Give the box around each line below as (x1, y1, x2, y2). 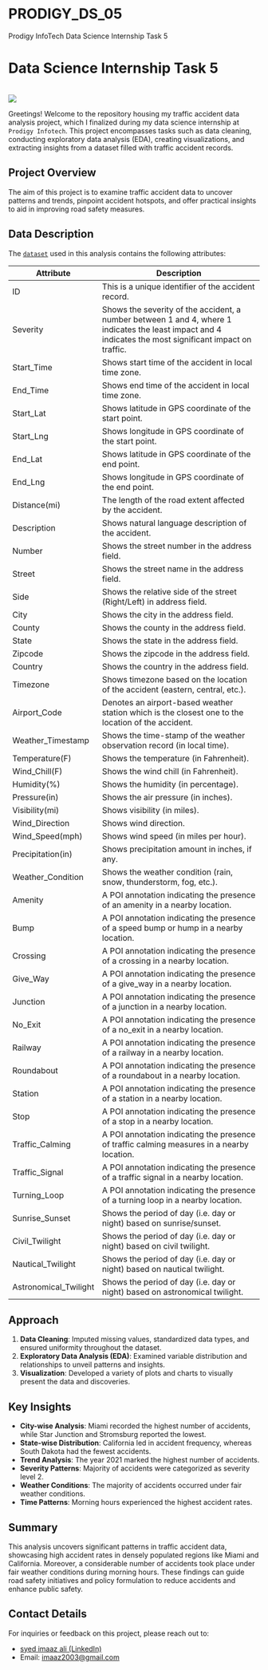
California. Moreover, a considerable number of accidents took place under (8, 1558, 255, 1568)
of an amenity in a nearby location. (102, 899, 232, 910)
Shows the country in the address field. (102, 661, 249, 672)
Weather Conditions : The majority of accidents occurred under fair (19, 1481, 242, 1490)
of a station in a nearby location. (102, 1092, 223, 1103)
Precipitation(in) (12, 848, 73, 859)
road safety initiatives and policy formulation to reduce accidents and (8, 1575, 236, 1585)
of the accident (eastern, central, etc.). (102, 684, 246, 695)
